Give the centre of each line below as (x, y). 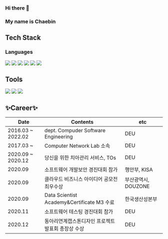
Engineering (59, 137)
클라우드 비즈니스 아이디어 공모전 (81, 179)
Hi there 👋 (17, 8)
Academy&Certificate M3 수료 (79, 202)
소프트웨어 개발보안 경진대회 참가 (81, 170)
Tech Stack (23, 38)
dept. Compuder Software (75, 131)
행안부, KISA (139, 170)
